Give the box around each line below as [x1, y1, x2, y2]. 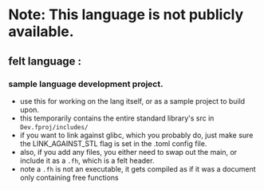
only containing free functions [19, 172, 119, 182]
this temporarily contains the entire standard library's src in [19, 113, 215, 123]
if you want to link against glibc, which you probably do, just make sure [19, 130, 254, 140]
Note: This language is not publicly [8, 6, 244, 24]
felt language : [8, 54, 82, 68]
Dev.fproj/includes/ [19, 123, 89, 131]
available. [8, 22, 74, 41]
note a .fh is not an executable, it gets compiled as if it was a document [19, 164, 257, 173]
